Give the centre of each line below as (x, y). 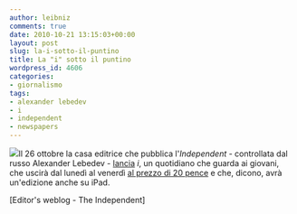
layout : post (34, 43)
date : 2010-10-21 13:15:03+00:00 (72, 34)
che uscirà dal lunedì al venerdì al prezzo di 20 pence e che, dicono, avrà (146, 173)
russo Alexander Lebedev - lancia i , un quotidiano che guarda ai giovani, (144, 163)
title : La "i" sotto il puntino (70, 60)
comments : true (38, 26)
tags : (19, 93)
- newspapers (34, 127)
